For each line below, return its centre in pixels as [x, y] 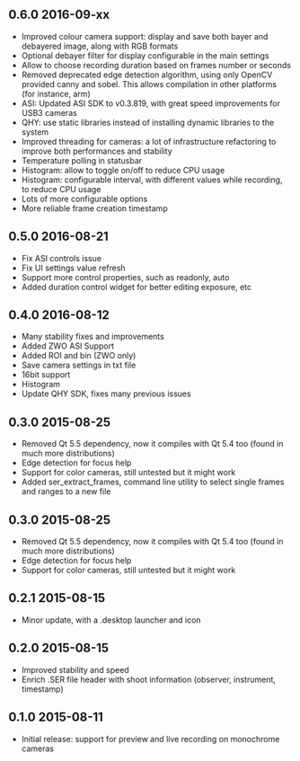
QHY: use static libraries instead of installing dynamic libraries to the [148, 122]
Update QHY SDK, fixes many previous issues [106, 394]
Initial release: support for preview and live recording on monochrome [150, 739]
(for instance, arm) [56, 93]
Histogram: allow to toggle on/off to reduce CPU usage [123, 170]
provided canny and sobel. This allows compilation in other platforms [149, 84]
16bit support [46, 375]
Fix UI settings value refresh [74, 268]
